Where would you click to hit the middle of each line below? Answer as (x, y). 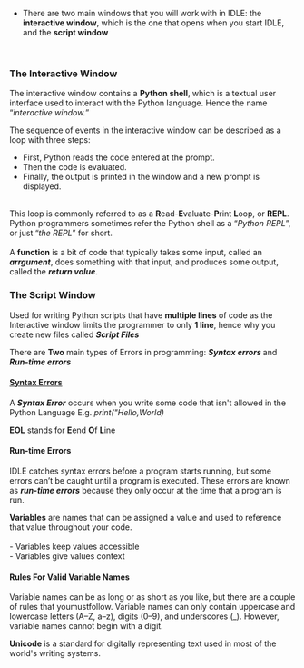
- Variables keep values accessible (74, 546)
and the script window (65, 32)
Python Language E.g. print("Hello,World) (87, 412)
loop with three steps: (50, 140)
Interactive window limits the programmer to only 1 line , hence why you (142, 324)
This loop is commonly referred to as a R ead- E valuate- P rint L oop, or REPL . (149, 214)
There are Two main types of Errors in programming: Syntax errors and (143, 352)
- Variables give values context (67, 556)
